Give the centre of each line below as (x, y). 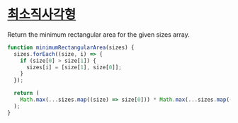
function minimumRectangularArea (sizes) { (71, 47)
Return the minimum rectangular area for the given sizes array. (98, 34)
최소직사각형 (42, 14)
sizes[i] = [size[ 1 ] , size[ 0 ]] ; (74, 67)
